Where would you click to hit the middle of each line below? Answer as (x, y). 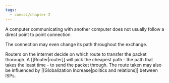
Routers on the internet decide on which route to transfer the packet (76, 54)
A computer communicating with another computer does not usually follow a (85, 29)
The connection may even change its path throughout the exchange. (76, 44)
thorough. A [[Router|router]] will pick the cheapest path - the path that (79, 59)
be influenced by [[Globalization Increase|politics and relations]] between (81, 70)
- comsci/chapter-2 (30, 15)
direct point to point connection (38, 34)
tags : (11, 10)
